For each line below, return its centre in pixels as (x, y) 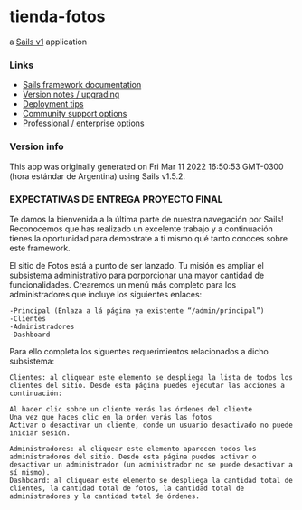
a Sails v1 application (48, 42)
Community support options (75, 114)
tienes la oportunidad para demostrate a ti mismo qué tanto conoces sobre (149, 238)
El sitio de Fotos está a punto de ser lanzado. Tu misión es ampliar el (137, 265)
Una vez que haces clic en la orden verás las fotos (111, 417)
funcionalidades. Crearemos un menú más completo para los (123, 284)
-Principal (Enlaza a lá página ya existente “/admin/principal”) (137, 311)
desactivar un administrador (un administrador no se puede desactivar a (151, 464)
